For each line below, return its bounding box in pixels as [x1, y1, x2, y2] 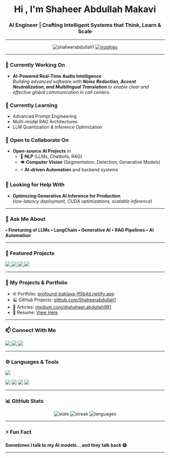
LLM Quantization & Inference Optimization [12, 124, 103, 130]
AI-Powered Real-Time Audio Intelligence [12, 73, 102, 79]
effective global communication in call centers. [12, 89, 111, 95]
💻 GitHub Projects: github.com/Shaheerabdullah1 [12, 297, 116, 303]
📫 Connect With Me [5, 327, 56, 334]
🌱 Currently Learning [5, 102, 58, 109]
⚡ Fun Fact [5, 429, 32, 436]
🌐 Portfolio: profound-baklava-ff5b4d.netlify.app [12, 291, 114, 297]
